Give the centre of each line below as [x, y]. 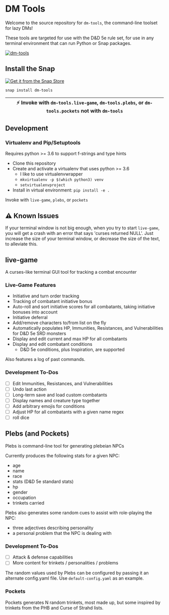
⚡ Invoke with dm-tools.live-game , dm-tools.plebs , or [80, 102]
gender [20, 492]
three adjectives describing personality [53, 528]
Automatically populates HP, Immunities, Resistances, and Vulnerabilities [88, 328]
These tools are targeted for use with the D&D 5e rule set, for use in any [80, 38]
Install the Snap [30, 69]
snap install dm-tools [29, 90]
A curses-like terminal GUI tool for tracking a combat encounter [71, 272]
